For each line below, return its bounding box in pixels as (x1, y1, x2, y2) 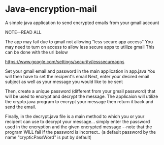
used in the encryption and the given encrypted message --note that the (5, 124, 152, 130)
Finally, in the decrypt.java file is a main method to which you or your (5, 113, 145, 119)
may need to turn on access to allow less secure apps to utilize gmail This (5, 44, 155, 50)
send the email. (5, 104, 36, 110)
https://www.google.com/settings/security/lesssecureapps (5, 58, 125, 64)
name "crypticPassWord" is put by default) (5, 134, 92, 140)
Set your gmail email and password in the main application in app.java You (5, 68, 156, 74)
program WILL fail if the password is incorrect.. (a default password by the (5, 129, 156, 135)
